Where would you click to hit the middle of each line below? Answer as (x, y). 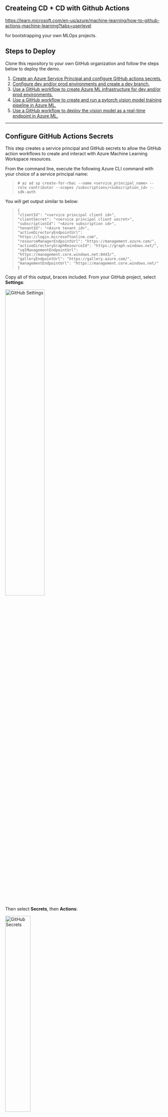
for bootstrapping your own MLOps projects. (51, 35)
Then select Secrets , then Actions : (41, 909)
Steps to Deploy (30, 52)
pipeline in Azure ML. (34, 105)
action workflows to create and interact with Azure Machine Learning (76, 154)
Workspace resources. (28, 159)
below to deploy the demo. (33, 69)
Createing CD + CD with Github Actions (67, 8)
